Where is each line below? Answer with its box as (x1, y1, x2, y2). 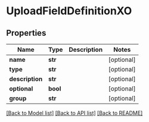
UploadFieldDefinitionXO (6, 4, 132, 18)
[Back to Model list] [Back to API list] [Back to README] (6, 110, 143, 117)
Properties (6, 28, 46, 38)
